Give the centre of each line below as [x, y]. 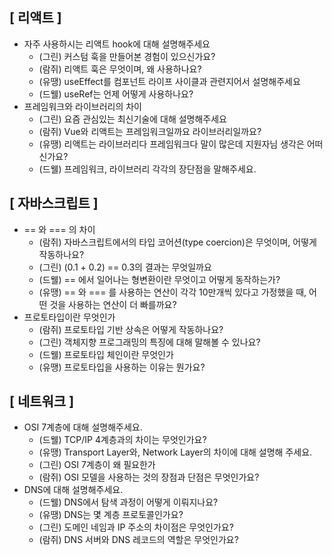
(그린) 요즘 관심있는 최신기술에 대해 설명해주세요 [132, 119]
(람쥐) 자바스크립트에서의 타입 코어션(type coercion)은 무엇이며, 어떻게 [177, 242]
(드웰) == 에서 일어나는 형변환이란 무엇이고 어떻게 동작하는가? [159, 279]
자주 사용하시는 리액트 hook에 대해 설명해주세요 [117, 44]
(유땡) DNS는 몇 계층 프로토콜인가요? [111, 515]
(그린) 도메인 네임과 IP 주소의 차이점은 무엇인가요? [136, 527]
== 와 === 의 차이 [59, 229]
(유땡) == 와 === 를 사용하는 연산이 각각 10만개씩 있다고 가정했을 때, [172, 292]
